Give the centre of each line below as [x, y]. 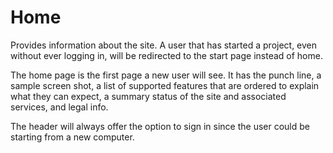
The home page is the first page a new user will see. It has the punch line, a [166, 75]
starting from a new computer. [72, 137]
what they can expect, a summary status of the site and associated [148, 96]
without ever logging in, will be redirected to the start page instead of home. [166, 55]
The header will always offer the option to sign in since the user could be [160, 126]
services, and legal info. [59, 107]
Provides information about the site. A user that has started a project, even [164, 45]
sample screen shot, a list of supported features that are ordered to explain [165, 85]
